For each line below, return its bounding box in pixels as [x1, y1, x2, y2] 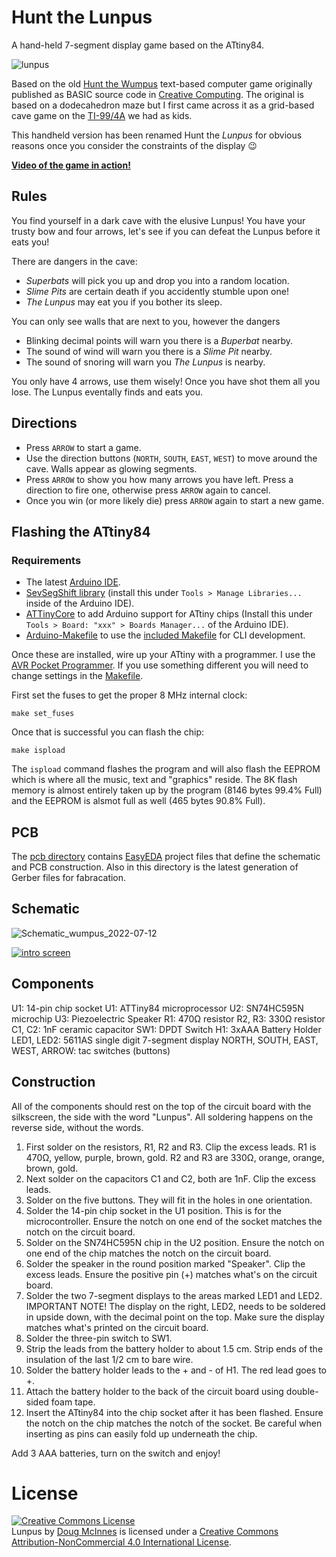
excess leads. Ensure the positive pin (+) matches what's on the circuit [25, 1268, 318, 1280]
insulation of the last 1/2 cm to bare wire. [25, 1353, 194, 1365]
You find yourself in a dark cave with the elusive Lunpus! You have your [11, 214, 306, 226]
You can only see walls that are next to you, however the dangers [11, 315, 281, 327]
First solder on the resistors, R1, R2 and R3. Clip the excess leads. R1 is [25, 1141, 317, 1153]
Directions [11, 415, 78, 432]
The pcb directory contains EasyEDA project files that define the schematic [11, 851, 321, 863]
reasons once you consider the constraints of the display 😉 [11, 139, 258, 151]
